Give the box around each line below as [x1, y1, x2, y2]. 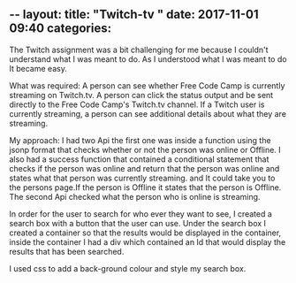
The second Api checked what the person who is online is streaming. [9, 191, 261, 202]
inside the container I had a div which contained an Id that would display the [9, 236, 286, 247]
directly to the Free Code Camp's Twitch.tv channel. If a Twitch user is [9, 99, 265, 110]
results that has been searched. [9, 246, 125, 256]
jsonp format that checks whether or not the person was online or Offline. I [9, 144, 281, 155]
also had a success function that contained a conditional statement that [9, 154, 269, 164]
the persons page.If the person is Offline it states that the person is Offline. [9, 181, 282, 193]
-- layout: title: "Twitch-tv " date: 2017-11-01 [9, 7, 259, 22]
